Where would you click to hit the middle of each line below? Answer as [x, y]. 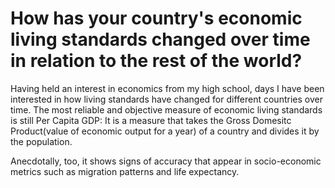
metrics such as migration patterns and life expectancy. [125, 171]
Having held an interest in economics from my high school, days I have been [167, 88]
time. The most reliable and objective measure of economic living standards [166, 109]
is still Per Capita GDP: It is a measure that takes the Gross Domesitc [151, 120]
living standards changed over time [160, 39]
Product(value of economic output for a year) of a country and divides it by [165, 131]
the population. [41, 141]
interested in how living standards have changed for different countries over [166, 99]
